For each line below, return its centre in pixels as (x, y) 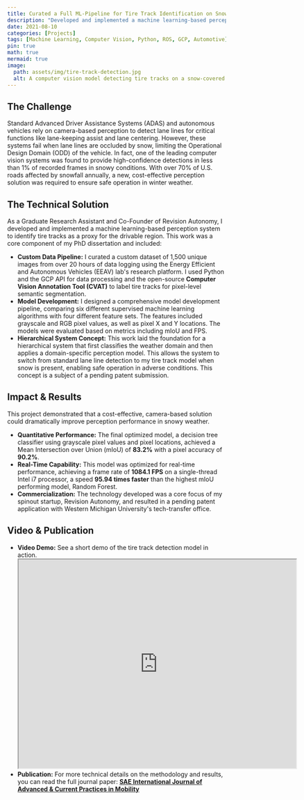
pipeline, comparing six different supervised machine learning (106, 308)
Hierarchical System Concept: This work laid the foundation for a (111, 338)
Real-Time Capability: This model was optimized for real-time (106, 464)
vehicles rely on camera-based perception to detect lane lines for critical (111, 131)
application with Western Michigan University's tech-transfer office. (114, 508)
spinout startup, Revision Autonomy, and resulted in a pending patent (116, 501)
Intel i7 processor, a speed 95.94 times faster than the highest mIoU (115, 479)
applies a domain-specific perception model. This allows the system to (118, 353)
